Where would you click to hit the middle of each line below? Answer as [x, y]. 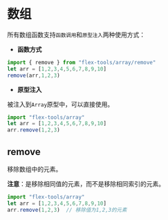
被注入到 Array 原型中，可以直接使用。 [60, 104]
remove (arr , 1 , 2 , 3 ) [34, 75]
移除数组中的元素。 [35, 169]
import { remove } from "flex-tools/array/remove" [82, 62]
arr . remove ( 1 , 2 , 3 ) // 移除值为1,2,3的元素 [67, 210]
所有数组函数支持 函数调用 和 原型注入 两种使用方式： [76, 35]
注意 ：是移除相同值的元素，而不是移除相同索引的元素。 [86, 184]
